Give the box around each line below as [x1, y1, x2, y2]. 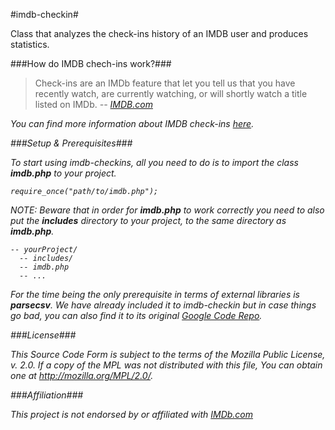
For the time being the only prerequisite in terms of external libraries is [10, 289, 301, 300]
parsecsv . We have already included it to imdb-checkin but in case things [10, 299, 317, 311]
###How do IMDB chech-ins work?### [10, 58, 172, 69]
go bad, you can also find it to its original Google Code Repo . [10, 310, 263, 321]
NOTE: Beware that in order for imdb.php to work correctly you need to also [10, 204, 325, 216]
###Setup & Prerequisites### [10, 137, 133, 149]
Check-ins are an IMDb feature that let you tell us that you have [34, 77, 296, 89]
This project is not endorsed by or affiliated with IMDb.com [10, 409, 254, 420]
